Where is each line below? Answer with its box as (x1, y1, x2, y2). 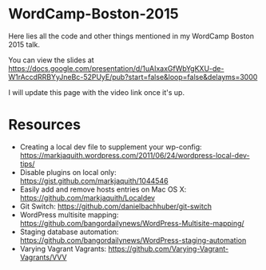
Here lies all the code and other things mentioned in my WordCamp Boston (8, 31, 254, 41)
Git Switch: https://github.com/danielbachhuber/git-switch (19, 201, 212, 211)
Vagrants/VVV (19, 252, 67, 262)
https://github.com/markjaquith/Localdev (19, 193, 156, 202)
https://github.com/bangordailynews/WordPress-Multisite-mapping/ (19, 218, 245, 228)
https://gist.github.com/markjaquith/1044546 (19, 176, 169, 185)
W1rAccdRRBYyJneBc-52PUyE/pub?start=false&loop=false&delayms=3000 (8, 72, 258, 81)
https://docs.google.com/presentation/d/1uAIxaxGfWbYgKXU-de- (8, 63, 224, 73)
